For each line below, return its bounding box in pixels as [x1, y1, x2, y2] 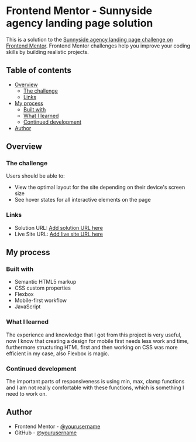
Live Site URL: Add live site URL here [14, 230, 104, 237]
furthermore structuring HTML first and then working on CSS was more [6, 344, 178, 351]
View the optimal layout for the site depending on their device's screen [14, 183, 185, 191]
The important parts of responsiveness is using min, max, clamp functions [6, 378, 185, 385]
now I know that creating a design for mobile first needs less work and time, [6, 337, 189, 344]
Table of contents [6, 66, 71, 76]
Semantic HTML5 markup [14, 278, 77, 285]
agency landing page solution [6, 16, 153, 30]
